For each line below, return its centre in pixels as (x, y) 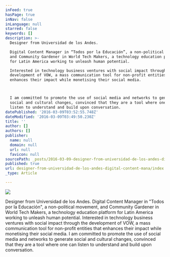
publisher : (17, 136)
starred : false (21, 29)
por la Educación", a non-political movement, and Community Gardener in (82, 207)
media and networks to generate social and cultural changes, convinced (80, 239)
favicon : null (25, 154)
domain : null (24, 145)
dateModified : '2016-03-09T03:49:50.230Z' (51, 117)
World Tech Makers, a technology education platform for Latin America (79, 212)
